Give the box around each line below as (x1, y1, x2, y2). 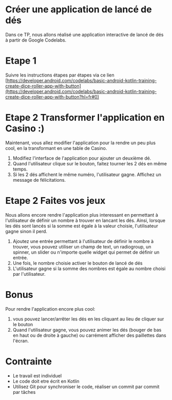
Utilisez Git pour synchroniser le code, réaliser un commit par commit (12, 384, 160, 390)
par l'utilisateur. (12, 271, 46, 277)
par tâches (12, 389, 36, 395)
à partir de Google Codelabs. (5, 37, 67, 43)
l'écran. (12, 337, 29, 344)
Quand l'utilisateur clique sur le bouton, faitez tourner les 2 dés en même (12, 160, 167, 166)
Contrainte (5, 355, 52, 367)
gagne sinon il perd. (5, 228, 48, 234)
